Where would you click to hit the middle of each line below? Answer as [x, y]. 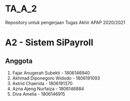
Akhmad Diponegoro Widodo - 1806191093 [56, 78]
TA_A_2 [21, 9]
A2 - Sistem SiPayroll [49, 43]
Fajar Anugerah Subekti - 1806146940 [51, 73]
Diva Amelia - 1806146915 [39, 94]
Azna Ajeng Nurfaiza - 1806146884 [48, 89]
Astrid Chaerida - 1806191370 [42, 83]
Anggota [19, 61]
